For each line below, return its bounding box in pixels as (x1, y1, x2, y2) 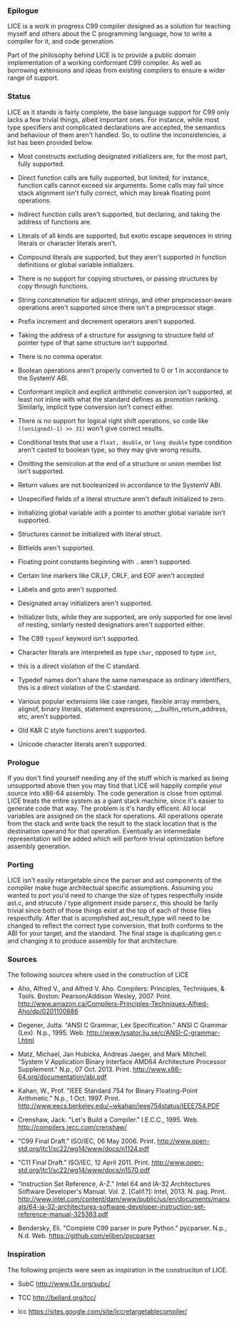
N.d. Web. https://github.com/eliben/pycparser (17, 1232, 156, 1240)
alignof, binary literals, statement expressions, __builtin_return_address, (17, 704, 228, 713)
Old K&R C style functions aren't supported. (17, 726, 147, 734)
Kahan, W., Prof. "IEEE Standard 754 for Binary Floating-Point (17, 1087, 198, 1095)
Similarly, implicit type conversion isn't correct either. (17, 402, 174, 411)
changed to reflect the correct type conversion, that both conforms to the (7, 921, 223, 930)
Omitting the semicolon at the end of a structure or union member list (17, 459, 221, 467)
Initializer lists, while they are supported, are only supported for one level (17, 612, 233, 621)
